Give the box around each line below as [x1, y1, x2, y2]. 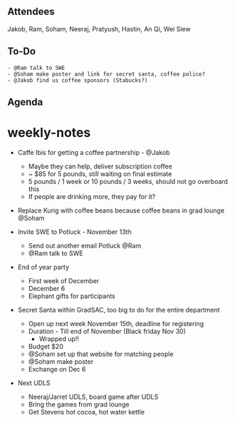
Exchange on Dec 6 [28, 365, 86, 373]
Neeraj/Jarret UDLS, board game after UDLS [28, 392, 159, 401]
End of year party [17, 263, 70, 271]
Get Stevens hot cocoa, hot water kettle [28, 407, 145, 416]
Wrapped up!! [38, 335, 80, 343]
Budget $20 [28, 342, 64, 350]
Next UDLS [17, 378, 51, 387]
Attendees [7, 6, 55, 18]
